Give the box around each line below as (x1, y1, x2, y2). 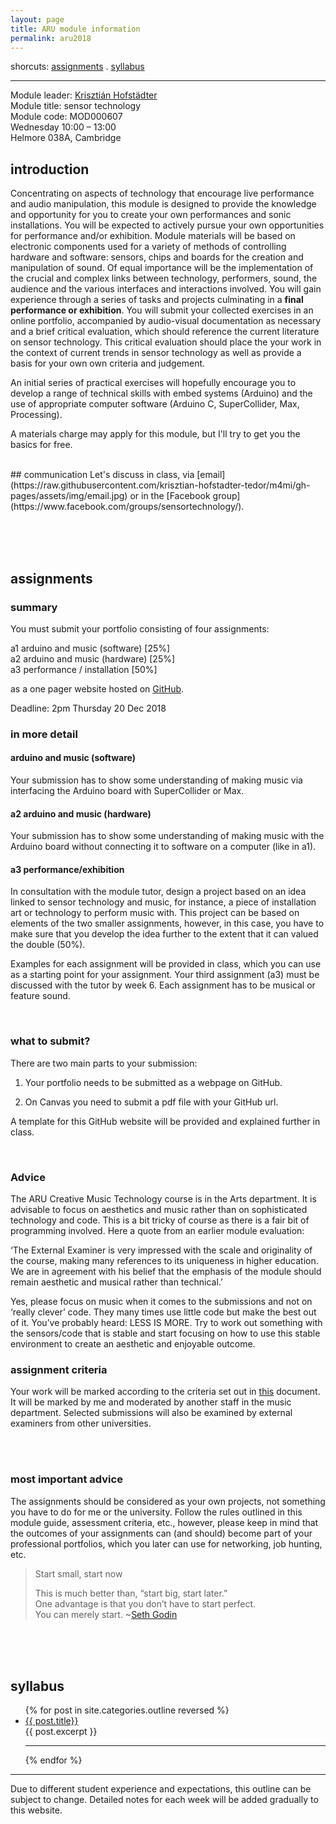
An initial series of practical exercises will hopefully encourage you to (10, 377, 297, 389)
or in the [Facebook (129, 490, 211, 502)
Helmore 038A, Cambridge (10, 132, 122, 144)
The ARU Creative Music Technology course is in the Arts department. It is (10, 1193, 317, 1205)
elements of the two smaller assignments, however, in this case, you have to (10, 917, 325, 930)
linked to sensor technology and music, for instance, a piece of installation (10, 896, 317, 908)
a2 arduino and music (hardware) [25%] (10, 652, 176, 665)
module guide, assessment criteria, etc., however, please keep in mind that (10, 1516, 319, 1528)
